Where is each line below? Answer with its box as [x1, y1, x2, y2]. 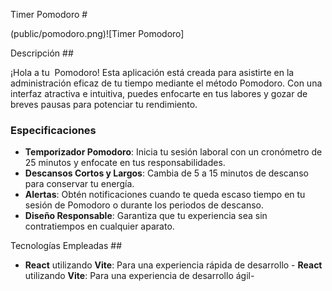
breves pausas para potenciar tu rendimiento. [10, 99, 198, 110]
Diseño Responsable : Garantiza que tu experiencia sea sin [24, 210, 268, 222]
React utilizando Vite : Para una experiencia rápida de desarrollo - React [24, 259, 323, 271]
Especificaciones [10, 123, 97, 137]
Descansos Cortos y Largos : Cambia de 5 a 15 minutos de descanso [24, 167, 309, 179]
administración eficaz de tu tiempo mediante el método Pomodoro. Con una [10, 77, 323, 89]
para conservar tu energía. [24, 178, 135, 190]
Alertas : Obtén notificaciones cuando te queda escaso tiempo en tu [24, 189, 306, 201]
